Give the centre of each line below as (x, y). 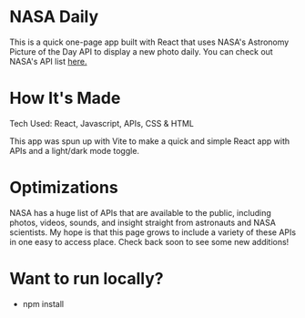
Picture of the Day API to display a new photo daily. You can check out (141, 51)
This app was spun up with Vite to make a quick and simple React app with (150, 141)
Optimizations (64, 188)
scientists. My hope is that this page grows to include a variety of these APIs (153, 232)
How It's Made (65, 98)
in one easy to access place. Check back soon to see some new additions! (149, 241)
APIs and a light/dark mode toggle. (74, 150)
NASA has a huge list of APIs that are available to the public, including (140, 212)
